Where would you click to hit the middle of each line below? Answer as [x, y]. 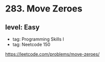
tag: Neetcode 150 [31, 44]
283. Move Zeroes [44, 9]
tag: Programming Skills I [38, 39]
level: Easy [22, 27]
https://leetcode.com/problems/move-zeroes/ [52, 54]
